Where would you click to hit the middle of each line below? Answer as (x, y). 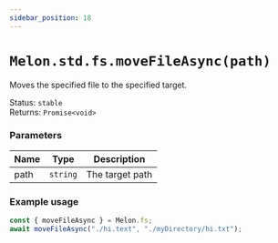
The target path (119, 174)
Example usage (44, 201)
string (63, 174)
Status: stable (36, 102)
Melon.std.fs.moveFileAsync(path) (140, 61)
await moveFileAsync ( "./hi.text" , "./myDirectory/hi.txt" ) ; (126, 229)
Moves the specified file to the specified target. (98, 85)
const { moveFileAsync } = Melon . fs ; (81, 221)
